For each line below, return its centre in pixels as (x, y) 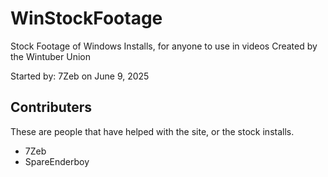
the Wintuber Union (50, 56)
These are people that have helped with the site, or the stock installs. (152, 131)
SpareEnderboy (57, 161)
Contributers (51, 107)
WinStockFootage (86, 18)
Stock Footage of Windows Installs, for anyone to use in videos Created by (164, 46)
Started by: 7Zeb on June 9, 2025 (80, 76)
